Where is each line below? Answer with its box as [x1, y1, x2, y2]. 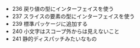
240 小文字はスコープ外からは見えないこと [12, 28, 120, 35]
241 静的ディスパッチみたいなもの [12, 35, 97, 42]
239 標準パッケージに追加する [12, 20, 88, 27]
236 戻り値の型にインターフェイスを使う [12, 5, 114, 12]
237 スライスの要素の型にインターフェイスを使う [12, 13, 135, 20]
